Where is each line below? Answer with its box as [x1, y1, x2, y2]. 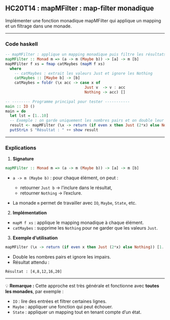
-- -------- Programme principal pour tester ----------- [5, 99, 130, 104]
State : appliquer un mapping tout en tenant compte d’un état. [12, 309, 142, 315]
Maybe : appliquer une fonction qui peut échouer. [12, 304, 113, 310]
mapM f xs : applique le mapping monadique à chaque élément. [12, 219, 144, 226]
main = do [5, 109, 26, 114]
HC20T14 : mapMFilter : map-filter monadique [5, 4, 154, 13]
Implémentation [12, 210, 47, 216]
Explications [5, 144, 36, 151]
